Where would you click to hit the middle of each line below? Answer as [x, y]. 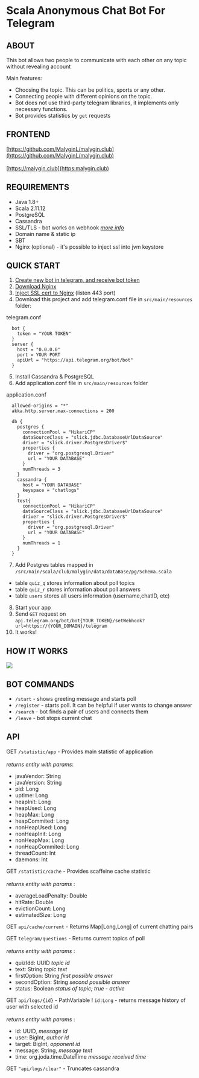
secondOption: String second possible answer [73, 982]
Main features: [24, 78]
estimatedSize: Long [40, 914]
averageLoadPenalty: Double [51, 895]
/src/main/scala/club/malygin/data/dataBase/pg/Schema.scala [93, 572]
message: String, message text [53, 1050]
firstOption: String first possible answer [64, 975]
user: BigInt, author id [42, 1037]
